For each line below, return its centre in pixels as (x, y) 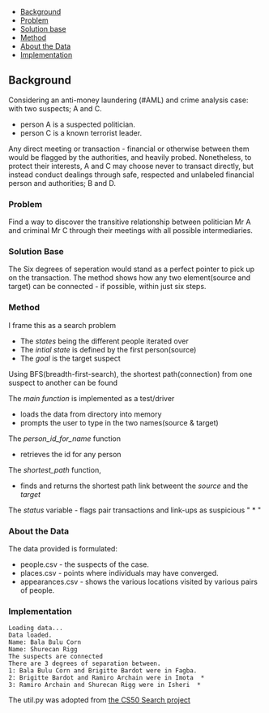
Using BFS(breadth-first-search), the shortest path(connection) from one (130, 374)
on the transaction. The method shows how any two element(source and (130, 278)
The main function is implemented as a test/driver (92, 398)
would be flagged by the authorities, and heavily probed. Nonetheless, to (130, 157)
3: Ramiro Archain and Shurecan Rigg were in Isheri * (105, 685)
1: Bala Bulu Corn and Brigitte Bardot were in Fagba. (103, 671)
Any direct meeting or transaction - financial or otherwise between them (129, 149)
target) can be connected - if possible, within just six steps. (107, 287)
